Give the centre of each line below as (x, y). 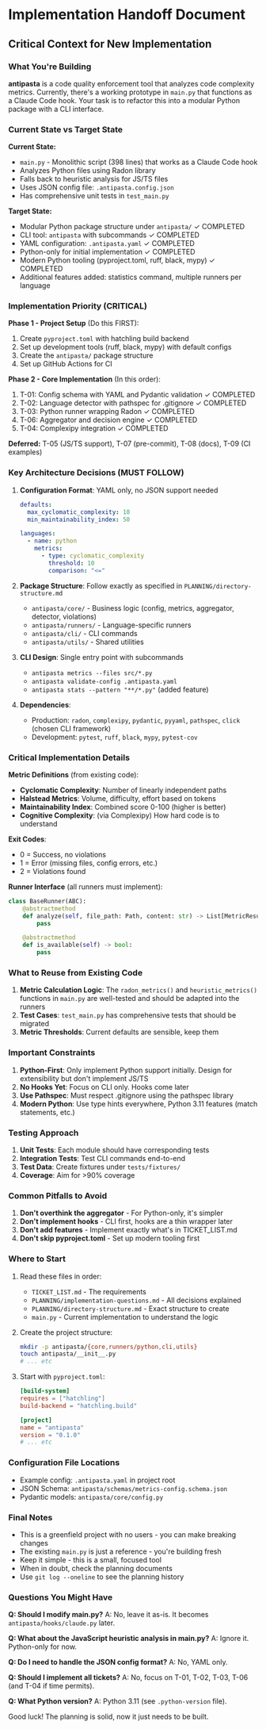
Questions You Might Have (61, 1597)
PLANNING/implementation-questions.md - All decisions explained (136, 1300)
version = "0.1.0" (50, 1435)
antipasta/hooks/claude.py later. (62, 1623)
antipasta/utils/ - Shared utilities (87, 642)
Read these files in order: (61, 1276)
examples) (25, 452)
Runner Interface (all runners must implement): (85, 887)
